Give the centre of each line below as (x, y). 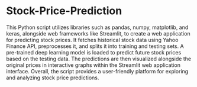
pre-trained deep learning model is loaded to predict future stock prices (94, 52)
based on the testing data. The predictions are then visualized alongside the (98, 59)
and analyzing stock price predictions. (53, 78)
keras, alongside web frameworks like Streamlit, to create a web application (98, 33)
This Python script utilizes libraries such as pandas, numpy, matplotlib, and (97, 27)
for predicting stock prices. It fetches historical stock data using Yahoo (92, 40)
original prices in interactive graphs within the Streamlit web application (93, 65)
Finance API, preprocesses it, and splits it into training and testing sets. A (95, 46)
